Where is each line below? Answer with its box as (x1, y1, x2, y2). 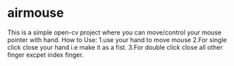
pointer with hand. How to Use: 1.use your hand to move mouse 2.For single (7, 35, 227, 44)
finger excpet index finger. (7, 51, 84, 59)
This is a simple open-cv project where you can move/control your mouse (7, 28, 222, 37)
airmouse (7, 5, 64, 21)
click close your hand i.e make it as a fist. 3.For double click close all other (7, 43, 223, 51)
